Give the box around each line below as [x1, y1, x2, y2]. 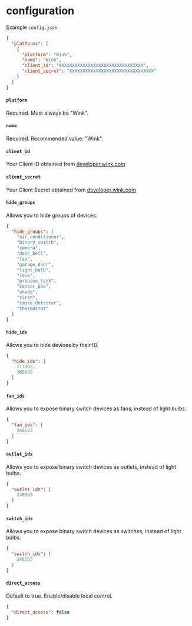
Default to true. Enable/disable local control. [6, 592, 113, 599]
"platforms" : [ [11, 40, 49, 47]
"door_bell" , [16, 251, 49, 257]
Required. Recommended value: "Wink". [6, 135, 104, 142]
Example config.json [6, 24, 58, 31]
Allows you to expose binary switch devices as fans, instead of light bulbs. [6, 405, 187, 412]
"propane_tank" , [16, 278, 57, 284]
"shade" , [16, 289, 38, 295]
